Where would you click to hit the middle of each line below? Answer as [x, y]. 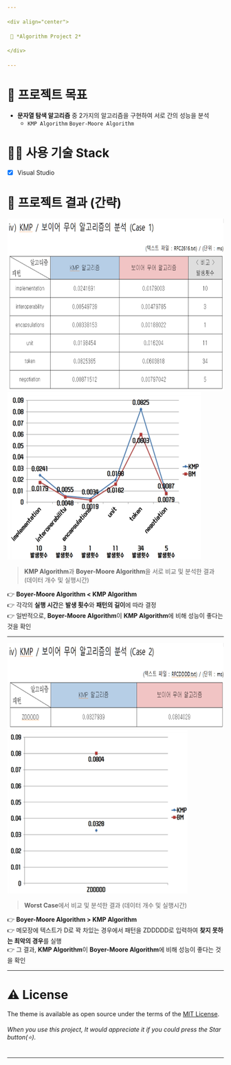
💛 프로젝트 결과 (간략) [64, 203]
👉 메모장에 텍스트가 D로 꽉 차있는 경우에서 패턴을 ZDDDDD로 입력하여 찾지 [109, 930]
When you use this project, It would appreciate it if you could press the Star [114, 1030]
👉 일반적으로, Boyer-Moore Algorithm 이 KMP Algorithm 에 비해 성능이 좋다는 [115, 615]
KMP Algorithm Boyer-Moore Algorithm [80, 124]
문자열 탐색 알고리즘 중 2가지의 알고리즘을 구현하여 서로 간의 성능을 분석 [113, 115]
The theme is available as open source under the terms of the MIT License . [113, 1013]
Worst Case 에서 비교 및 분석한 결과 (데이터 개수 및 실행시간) [106, 905]
